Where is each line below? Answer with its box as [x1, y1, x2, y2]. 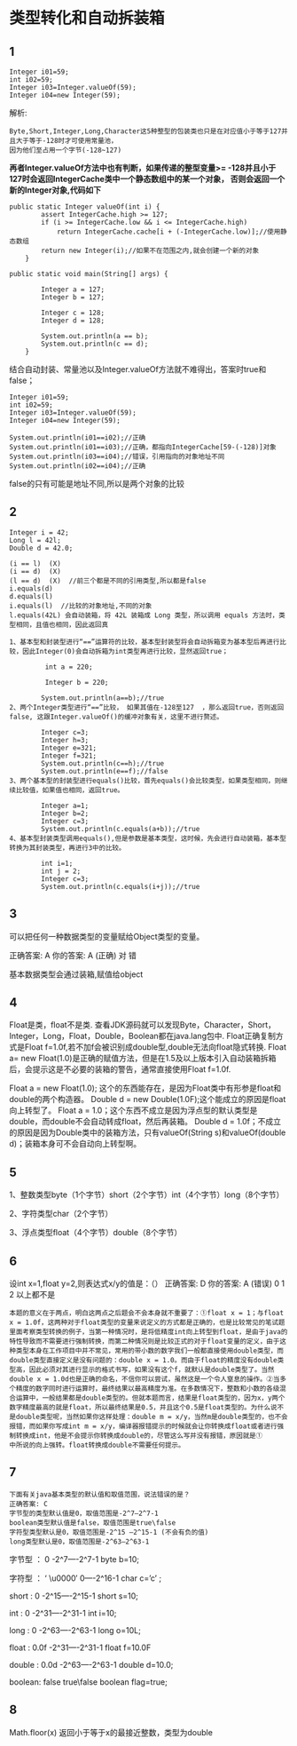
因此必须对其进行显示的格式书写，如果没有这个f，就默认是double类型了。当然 [28, 1365, 275, 1375]
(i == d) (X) [9, 567, 62, 575]
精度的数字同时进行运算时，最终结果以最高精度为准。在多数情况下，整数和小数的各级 [15, 1385, 280, 1393]
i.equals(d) [9, 583, 53, 593]
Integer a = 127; [41, 285, 105, 294]
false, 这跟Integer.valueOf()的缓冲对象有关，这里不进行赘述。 [9, 712, 223, 721]
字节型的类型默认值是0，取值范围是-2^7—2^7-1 [9, 1509, 159, 1518]
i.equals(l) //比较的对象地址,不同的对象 [9, 601, 152, 610]
